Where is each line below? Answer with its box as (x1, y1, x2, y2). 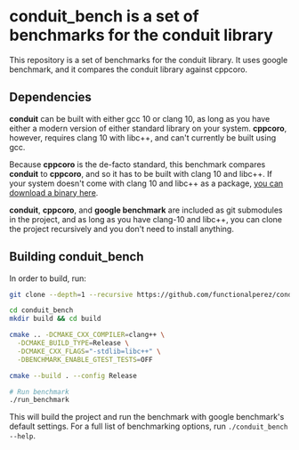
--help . (9, 430, 36, 441)
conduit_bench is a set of (9, 6, 199, 27)
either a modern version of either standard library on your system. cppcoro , (9, 123, 287, 133)
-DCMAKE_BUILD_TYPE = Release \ (17, 339, 129, 348)
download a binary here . (9, 187, 99, 197)
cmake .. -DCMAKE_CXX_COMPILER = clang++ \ (9, 331, 166, 340)
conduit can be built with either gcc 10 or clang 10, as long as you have (9, 113, 271, 124)
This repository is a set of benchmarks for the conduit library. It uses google (9, 54, 288, 65)
